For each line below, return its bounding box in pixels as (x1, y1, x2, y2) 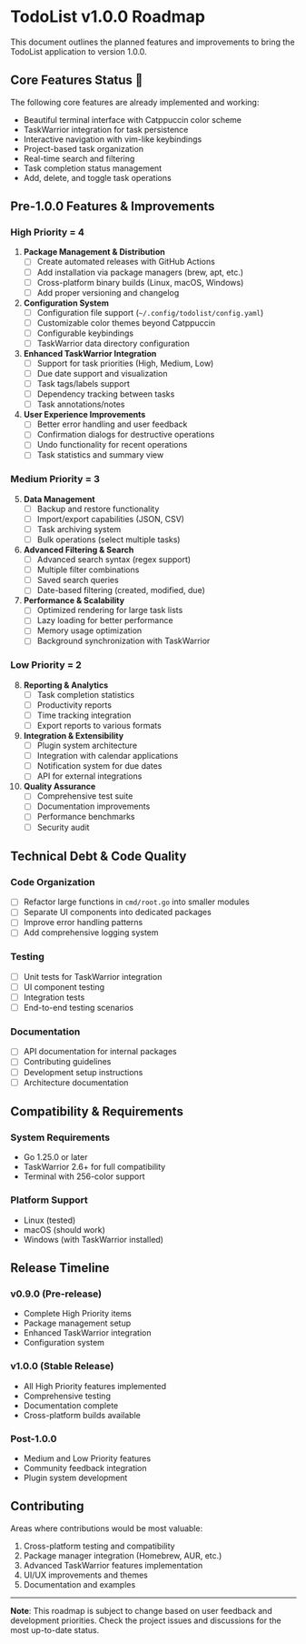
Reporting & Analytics (23, 680, 108, 691)
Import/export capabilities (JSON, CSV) (36, 513, 185, 524)
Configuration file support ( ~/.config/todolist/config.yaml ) (36, 307, 264, 318)
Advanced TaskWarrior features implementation (23, 1559, 203, 1570)
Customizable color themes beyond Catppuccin (36, 317, 216, 328)
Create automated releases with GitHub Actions (36, 257, 216, 267)
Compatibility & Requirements (10, 1104, 184, 1120)
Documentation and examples (23, 1578, 136, 1589)
